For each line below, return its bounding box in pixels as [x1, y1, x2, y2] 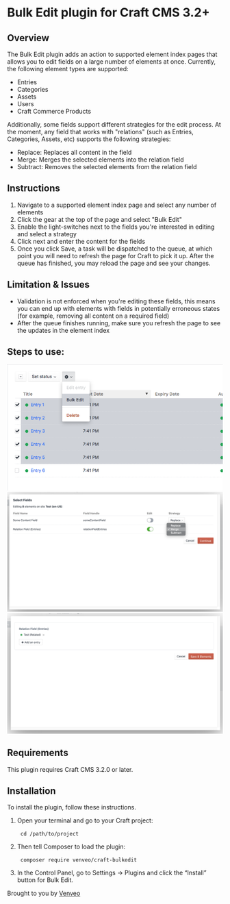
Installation [7, 786, 56, 797]
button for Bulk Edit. [16, 876, 74, 884]
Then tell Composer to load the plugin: [16, 842, 125, 851]
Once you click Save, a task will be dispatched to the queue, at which [16, 244, 213, 253]
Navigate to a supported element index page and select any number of [16, 201, 217, 209]
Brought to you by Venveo [7, 889, 81, 898]
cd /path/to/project [20, 831, 79, 838]
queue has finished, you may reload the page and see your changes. [16, 259, 211, 267]
